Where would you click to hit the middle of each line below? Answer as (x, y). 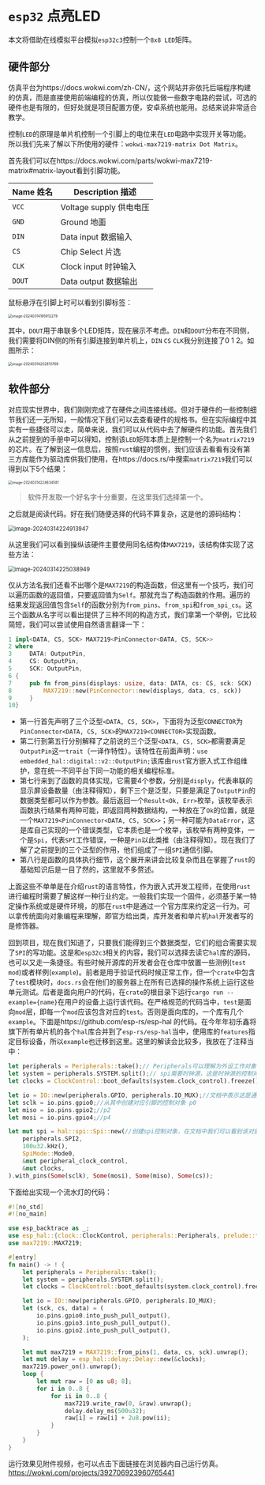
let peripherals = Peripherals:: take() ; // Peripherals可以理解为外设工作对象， (135, 1067)
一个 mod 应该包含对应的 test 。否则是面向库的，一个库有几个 (149, 1012)
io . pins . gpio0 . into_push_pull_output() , (104, 1316)
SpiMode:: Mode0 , (49, 1154)
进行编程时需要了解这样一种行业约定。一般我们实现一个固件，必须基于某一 (129, 896)
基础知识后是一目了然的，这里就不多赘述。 (89, 869)
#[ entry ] (22, 1257)
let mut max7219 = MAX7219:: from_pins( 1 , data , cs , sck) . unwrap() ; (135, 1352)
